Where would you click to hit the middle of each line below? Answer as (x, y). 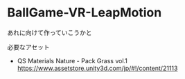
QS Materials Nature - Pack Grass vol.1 (72, 60)
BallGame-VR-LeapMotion (85, 13)
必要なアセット (28, 47)
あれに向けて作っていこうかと (50, 32)
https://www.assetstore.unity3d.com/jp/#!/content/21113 (97, 68)
